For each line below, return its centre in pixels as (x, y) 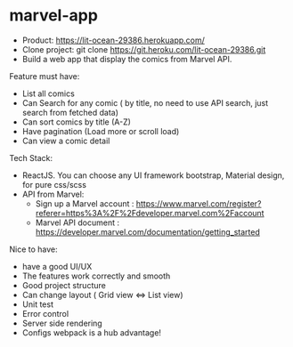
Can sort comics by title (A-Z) (77, 122)
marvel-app (53, 16)
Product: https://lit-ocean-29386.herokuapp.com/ (113, 40)
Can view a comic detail (66, 141)
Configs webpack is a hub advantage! (92, 332)
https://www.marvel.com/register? (199, 203)
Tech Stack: (31, 157)
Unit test (37, 304)
